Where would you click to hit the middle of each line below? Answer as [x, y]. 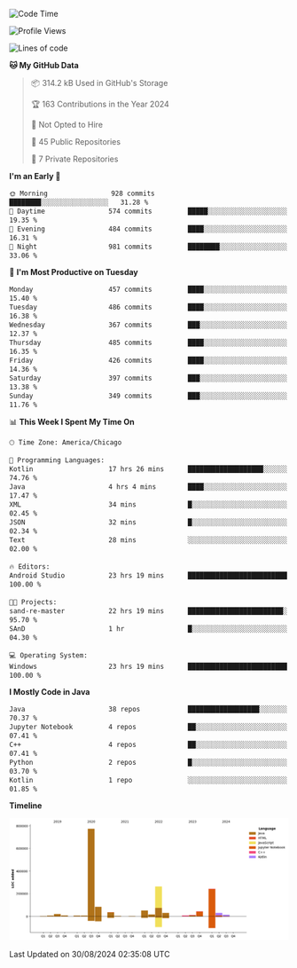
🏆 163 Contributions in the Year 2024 [100, 104]
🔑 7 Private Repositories [74, 159]
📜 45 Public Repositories [76, 142]
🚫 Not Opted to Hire [67, 125]
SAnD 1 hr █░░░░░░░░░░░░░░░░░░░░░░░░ [148, 629]
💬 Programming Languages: [57, 460]
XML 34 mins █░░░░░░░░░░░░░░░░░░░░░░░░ [148, 505]
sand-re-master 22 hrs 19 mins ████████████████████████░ [148, 611]
